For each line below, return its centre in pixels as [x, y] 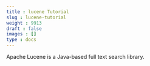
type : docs [21, 40]
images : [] [21, 34]
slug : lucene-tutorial [36, 17]
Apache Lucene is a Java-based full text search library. [75, 57]
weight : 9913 [24, 23]
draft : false [24, 28]
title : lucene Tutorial [38, 12]
